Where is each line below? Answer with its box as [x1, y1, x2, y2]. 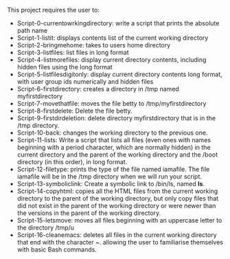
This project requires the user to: [7, 6, 100, 14]
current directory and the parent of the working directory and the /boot [16, 150, 218, 159]
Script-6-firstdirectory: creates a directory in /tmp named [16, 85, 180, 93]
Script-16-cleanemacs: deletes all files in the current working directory [16, 231, 218, 239]
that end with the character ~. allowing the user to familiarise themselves [16, 238, 223, 246]
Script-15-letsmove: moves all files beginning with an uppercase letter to [16, 216, 222, 224]
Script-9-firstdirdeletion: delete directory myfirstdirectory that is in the [16, 114, 216, 122]
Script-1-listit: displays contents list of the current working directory [16, 34, 209, 42]
